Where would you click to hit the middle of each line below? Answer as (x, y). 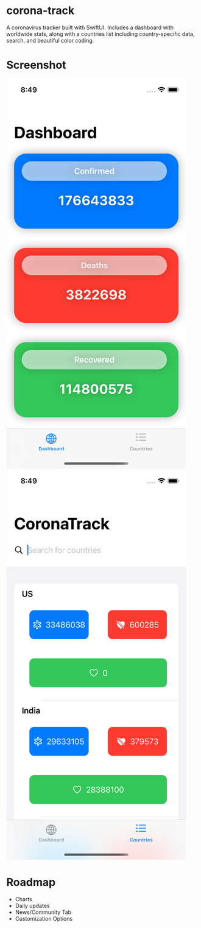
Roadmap (31, 883)
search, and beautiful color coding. (50, 40)
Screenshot (36, 65)
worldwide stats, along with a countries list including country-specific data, (100, 34)
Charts (23, 899)
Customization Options (44, 918)
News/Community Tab (43, 912)
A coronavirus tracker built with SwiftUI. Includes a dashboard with (90, 27)
